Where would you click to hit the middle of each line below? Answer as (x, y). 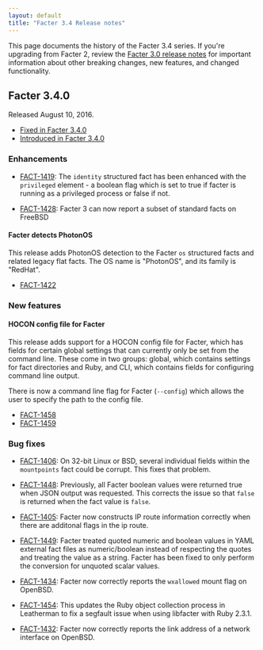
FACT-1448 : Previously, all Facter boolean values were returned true (131, 485)
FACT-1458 (38, 415)
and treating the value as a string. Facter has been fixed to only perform (137, 558)
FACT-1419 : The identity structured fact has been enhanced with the (133, 176)
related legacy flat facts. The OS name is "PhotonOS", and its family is (122, 261)
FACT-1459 (38, 423)
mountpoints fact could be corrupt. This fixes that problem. (115, 469)
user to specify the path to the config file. (76, 399)
